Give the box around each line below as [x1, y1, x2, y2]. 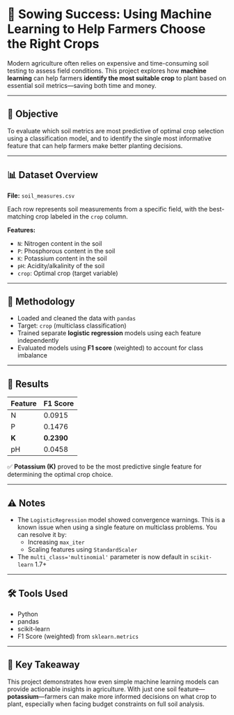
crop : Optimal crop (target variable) [17, 269, 118, 277]
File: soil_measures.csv [7, 191, 75, 200]
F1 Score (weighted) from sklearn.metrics [17, 632, 139, 640]
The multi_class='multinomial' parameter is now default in [17, 553, 189, 561]
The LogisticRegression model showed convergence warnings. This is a [17, 516, 226, 524]
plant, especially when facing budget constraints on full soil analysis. [7, 700, 205, 708]
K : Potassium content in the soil [17, 254, 107, 263]
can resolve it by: [17, 531, 68, 538]
